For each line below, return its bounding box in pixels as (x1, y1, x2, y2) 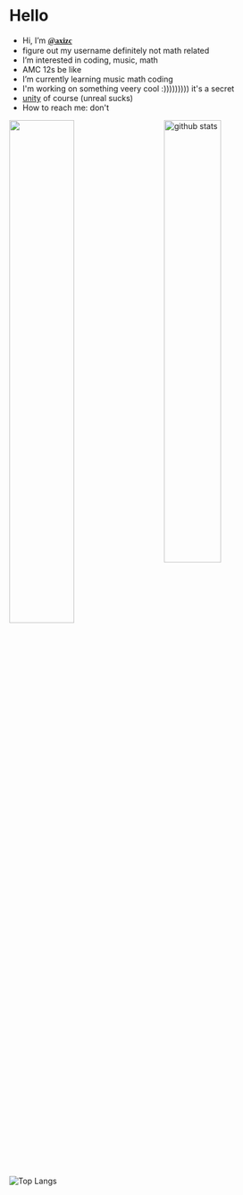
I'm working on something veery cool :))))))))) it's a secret (21, 82, 235, 94)
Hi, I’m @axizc (21, 35, 73, 46)
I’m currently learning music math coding (21, 73, 174, 84)
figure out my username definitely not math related (21, 45, 210, 56)
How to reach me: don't (21, 102, 110, 113)
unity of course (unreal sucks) (21, 92, 134, 103)
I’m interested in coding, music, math (21, 55, 159, 65)
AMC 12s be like (21, 64, 82, 74)
